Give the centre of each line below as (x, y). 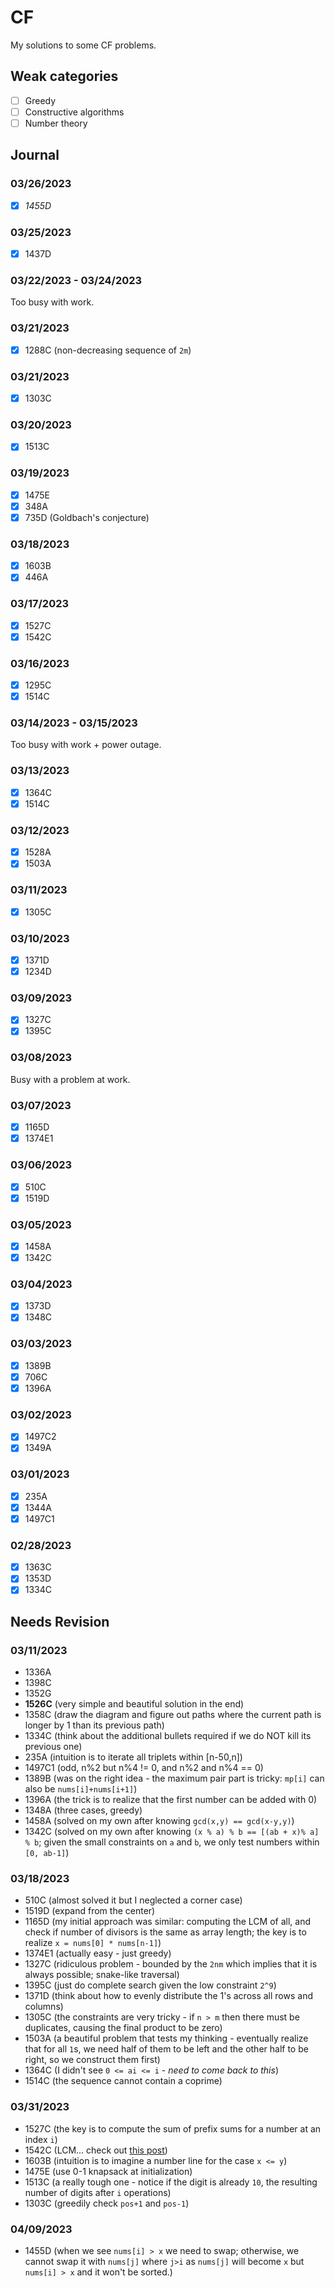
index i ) (41, 2139)
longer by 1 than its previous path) (94, 1725)
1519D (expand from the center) (90, 1911)
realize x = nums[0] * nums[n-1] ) (93, 1943)
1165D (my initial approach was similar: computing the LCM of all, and (168, 1922)
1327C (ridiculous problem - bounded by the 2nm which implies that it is (171, 1964)
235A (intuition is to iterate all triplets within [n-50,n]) (133, 1757)
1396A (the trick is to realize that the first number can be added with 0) (171, 1800)
